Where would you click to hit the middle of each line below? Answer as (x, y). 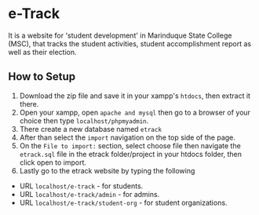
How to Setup (42, 77)
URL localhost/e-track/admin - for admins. (89, 194)
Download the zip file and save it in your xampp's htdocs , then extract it (135, 96)
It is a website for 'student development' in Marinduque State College (120, 35)
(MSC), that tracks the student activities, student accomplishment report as (130, 43)
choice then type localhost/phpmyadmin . (84, 120)
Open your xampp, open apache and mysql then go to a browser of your (135, 112)
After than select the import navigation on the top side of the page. (127, 137)
